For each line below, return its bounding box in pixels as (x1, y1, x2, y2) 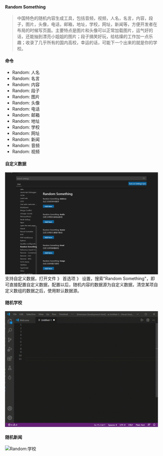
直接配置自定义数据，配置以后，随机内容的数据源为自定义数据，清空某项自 (9, 282, 158, 287)
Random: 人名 (12, 70, 40, 76)
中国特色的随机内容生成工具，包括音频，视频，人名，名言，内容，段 (16, 15, 153, 21)
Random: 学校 (12, 124, 40, 130)
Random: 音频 (12, 143, 40, 149)
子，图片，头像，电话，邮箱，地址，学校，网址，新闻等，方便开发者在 (16, 21, 158, 27)
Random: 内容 (12, 82, 40, 88)
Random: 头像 (12, 100, 40, 106)
